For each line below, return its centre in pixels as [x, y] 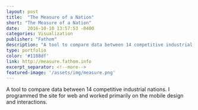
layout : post [22, 12]
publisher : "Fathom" [32, 39]
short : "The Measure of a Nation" [49, 23]
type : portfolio [26, 51]
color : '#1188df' [28, 56]
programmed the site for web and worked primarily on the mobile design [95, 96]
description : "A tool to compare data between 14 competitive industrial [100, 45]
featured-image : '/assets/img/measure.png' [61, 73]
